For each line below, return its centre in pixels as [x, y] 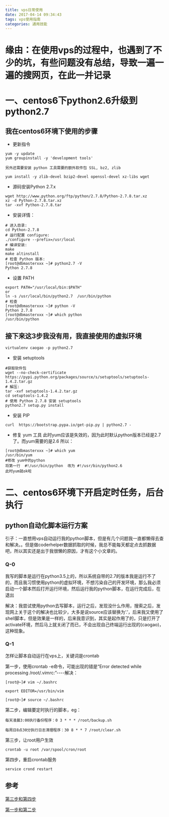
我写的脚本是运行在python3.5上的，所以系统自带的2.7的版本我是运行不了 [80, 576]
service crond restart [29, 769]
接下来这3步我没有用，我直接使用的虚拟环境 [73, 336]
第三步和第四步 [21, 799]
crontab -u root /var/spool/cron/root [46, 750]
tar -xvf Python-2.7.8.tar [33, 205]
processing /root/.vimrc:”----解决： [41, 673]
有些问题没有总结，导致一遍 [98, 63]
